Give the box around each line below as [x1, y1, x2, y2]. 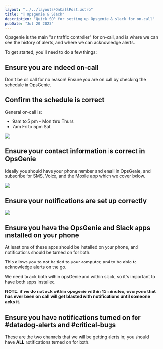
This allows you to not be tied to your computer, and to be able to [5, 259, 137, 265]
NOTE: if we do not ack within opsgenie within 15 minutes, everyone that [5, 289, 156, 294]
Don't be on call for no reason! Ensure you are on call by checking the [5, 77, 146, 83]
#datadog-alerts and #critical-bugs [5, 320, 116, 329]
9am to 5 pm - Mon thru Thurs [12, 118, 74, 124]
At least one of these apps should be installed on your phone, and [5, 244, 138, 250]
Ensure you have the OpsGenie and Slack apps [5, 223, 151, 232]
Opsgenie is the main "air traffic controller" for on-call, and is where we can [5, 34, 158, 40]
